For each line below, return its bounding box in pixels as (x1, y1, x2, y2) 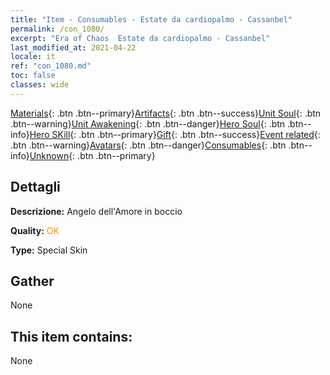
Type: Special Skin (10, 244, 88, 256)
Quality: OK (10, 224, 60, 236)
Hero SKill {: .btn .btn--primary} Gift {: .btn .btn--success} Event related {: (29, 128, 321, 140)
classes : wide (10, 80, 70, 90)
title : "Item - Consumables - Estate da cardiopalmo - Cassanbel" (10, 14, 293, 25)
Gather (10, 272, 55, 290)
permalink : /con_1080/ (10, 24, 105, 34)
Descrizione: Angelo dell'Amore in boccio (10, 205, 183, 217)
